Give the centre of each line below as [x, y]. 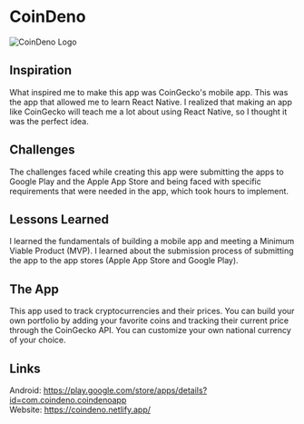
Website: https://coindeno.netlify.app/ [80, 409]
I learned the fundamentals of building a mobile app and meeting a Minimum [152, 242]
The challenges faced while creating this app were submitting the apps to [147, 172]
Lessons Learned [59, 219]
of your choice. [38, 340]
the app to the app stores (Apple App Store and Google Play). [124, 261]
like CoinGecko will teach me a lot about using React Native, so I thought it [148, 112]
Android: [25, 390]
